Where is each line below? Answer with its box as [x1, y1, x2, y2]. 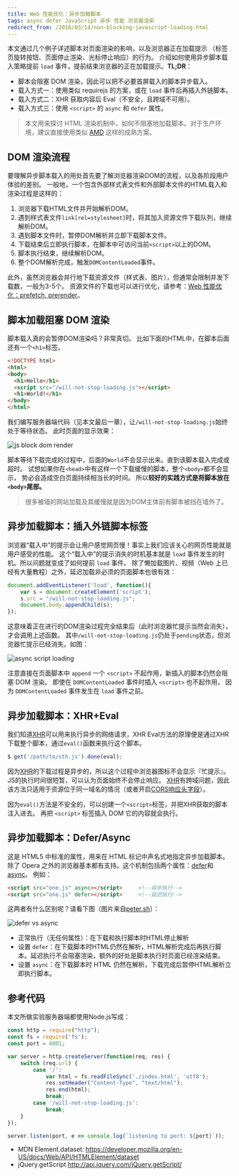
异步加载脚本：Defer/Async [7, 832, 131, 844]
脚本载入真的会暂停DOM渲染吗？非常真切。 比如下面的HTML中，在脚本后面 [7, 334, 230, 343]
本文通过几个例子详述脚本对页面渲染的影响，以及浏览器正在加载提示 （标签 [7, 44, 228, 53]
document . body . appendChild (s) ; [20, 601, 113, 609]
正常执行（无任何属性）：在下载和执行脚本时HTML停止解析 [17, 933, 189, 943]
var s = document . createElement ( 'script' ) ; [20, 588, 152, 595]
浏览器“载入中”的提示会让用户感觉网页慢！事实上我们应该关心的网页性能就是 [7, 541, 232, 549]
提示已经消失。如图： [26, 640, 89, 648]
